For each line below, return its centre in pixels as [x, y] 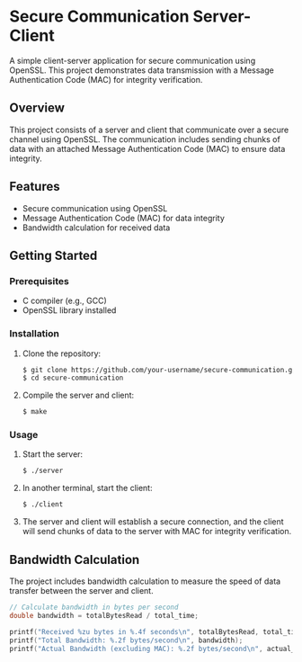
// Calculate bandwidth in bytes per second [94, 608]
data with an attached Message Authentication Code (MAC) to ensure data [147, 148]
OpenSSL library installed [69, 310]
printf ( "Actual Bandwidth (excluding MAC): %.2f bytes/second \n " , [136, 649]
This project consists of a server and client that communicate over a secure [149, 130]
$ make [35, 412]
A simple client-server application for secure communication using [133, 60]
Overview [37, 108]
